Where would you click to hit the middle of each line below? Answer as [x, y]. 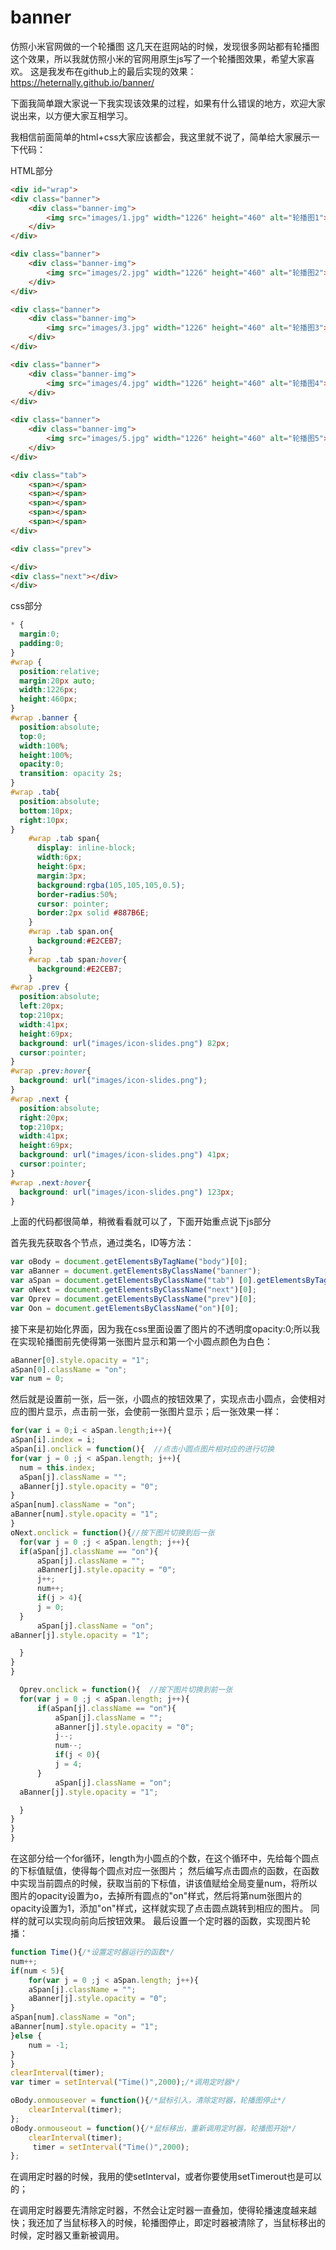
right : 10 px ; [44, 820]
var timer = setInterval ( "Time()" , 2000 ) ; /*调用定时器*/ [125, 2082]
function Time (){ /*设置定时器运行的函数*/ [92, 1952]
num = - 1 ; [49, 2045]
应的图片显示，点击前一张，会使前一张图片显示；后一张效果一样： [146, 1412]
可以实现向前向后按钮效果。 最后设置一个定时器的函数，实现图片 [169, 1921]
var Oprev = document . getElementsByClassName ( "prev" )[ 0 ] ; [133, 1299]
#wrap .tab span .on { [71, 932]
